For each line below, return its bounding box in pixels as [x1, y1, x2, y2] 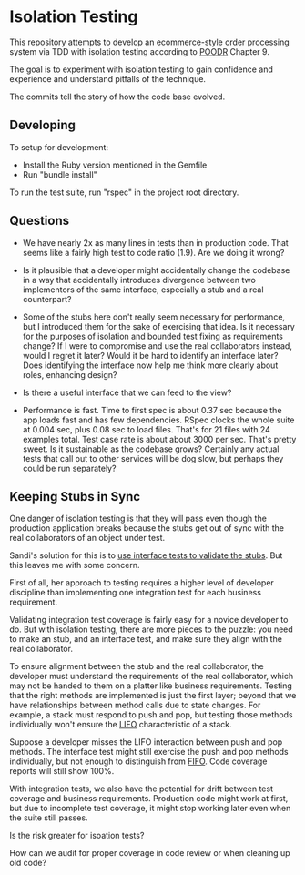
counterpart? [22, 293, 72, 304]
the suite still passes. [9, 812, 88, 823]
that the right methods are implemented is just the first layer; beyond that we [9, 690, 297, 701]
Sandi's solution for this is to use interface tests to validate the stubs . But [9, 550, 283, 561]
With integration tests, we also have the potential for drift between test [9, 783, 274, 794]
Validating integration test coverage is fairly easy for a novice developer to [9, 615, 289, 626]
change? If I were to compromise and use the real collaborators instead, [22, 340, 293, 351]
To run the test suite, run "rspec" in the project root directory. [9, 187, 239, 198]
